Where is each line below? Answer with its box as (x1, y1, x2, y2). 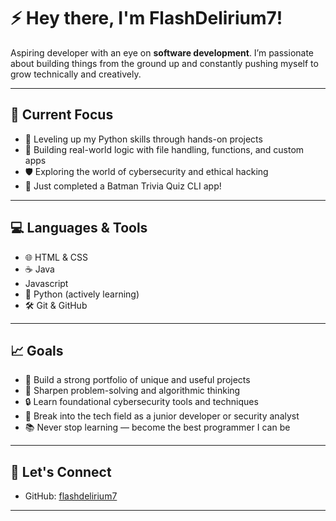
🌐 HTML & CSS (24, 251, 89, 263)
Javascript (24, 277, 69, 289)
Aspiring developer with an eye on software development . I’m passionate (10, 46, 315, 59)
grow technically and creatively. (10, 68, 142, 80)
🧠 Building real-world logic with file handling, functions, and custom (24, 143, 305, 155)
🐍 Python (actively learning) (24, 288, 140, 300)
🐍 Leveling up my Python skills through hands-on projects (24, 133, 263, 145)
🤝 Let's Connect (10, 463, 112, 480)
